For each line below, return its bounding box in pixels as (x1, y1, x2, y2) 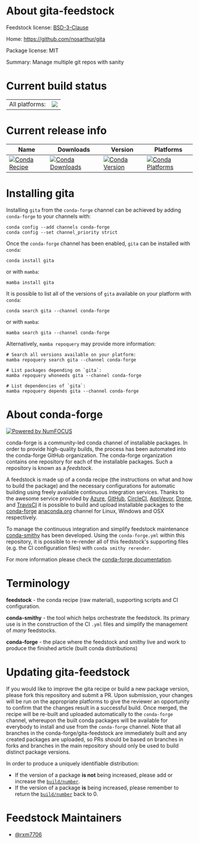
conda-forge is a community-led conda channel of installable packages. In (6, 439, 188, 446)
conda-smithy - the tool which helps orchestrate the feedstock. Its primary (6, 614, 190, 621)
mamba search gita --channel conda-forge (6, 330, 110, 335)
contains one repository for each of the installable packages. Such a (6, 458, 173, 465)
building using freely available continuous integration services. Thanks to (6, 488, 185, 495)
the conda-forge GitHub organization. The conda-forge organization (6, 451, 173, 459)
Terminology (6, 576, 70, 590)
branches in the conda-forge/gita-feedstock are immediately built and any (6, 729, 187, 736)
